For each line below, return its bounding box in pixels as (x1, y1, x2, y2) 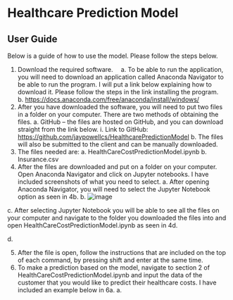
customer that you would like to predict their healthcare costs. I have (17, 278, 217, 287)
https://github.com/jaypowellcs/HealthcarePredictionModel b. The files (17, 132, 224, 141)
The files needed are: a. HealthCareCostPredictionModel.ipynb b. (17, 148, 208, 156)
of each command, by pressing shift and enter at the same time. (17, 256, 203, 264)
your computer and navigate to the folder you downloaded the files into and (7, 213, 227, 222)
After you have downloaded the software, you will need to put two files (17, 103, 223, 111)
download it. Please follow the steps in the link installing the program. (17, 88, 219, 96)
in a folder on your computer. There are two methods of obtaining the (17, 111, 219, 118)
